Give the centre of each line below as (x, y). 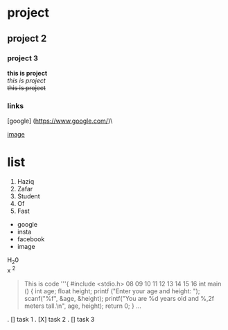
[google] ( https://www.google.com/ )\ (60, 121)
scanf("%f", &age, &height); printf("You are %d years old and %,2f (119, 298)
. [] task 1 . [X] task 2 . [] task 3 (51, 319)
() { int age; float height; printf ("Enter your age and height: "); (112, 291)
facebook (31, 239)
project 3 (23, 58)
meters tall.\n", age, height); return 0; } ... (83, 306)
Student (28, 196)
